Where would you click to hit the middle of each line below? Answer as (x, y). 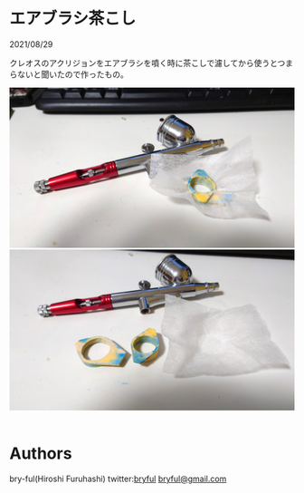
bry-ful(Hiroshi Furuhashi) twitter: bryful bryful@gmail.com (118, 478)
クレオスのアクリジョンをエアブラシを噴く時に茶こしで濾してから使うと (143, 63)
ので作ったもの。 (96, 74)
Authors (41, 454)
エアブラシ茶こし (73, 19)
